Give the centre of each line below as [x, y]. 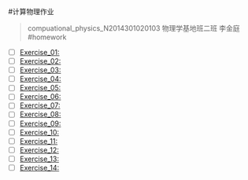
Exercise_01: [39, 52]
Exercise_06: [40, 97]
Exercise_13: [39, 159]
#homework [47, 37]
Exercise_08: [40, 114]
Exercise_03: [40, 70]
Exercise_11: [38, 141]
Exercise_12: [39, 150]
